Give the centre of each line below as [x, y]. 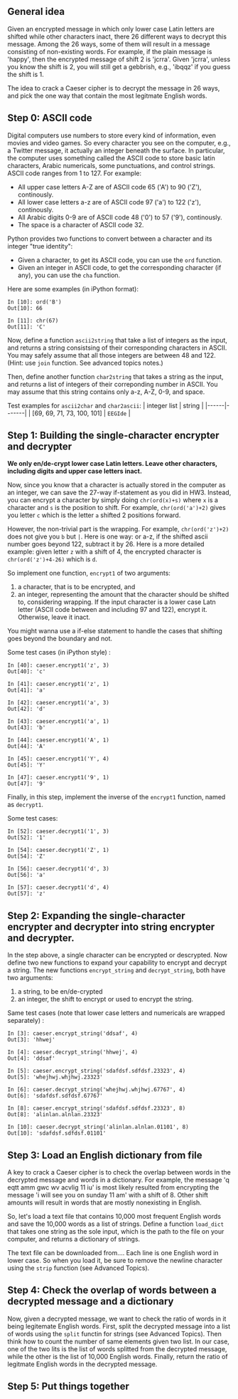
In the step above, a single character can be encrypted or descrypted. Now [118, 955]
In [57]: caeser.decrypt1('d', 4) [59, 888]
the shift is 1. [26, 74]
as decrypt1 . [26, 805]
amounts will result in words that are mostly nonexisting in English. [104, 1202]
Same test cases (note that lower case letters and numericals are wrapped [116, 1013]
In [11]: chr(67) [33, 321]
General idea [36, 12]
